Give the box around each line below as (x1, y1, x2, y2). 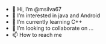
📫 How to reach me (11, 32, 62, 38)
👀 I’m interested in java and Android (11, 12, 101, 19)
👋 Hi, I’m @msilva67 (11, 6, 62, 12)
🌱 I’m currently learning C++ (11, 18, 83, 25)
